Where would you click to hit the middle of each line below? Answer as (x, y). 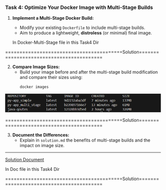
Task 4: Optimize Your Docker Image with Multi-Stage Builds (79, 7)
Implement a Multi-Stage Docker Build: (53, 18)
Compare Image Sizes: (36, 67)
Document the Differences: (41, 135)
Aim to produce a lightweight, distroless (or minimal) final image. (86, 33)
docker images (34, 87)
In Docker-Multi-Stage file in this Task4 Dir (56, 42)
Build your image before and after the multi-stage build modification (89, 72)
